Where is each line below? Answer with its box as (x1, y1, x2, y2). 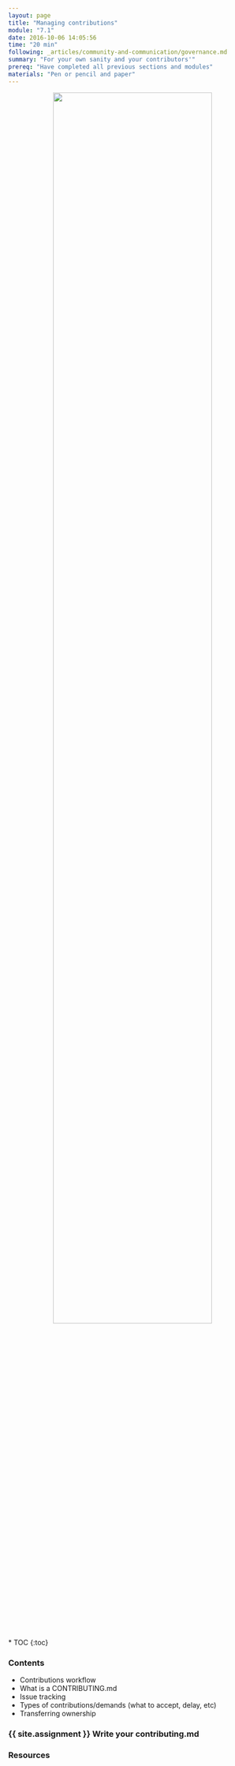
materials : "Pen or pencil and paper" (8, 70, 136, 78)
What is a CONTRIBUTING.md (19, 1683, 117, 1693)
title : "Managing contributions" (8, 19, 118, 27)
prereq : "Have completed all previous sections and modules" (8, 63, 214, 71)
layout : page (8, 11, 51, 20)
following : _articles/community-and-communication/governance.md (8, 48, 227, 56)
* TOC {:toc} (8, 1637, 49, 1647)
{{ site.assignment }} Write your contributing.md (8, 1728, 200, 1739)
